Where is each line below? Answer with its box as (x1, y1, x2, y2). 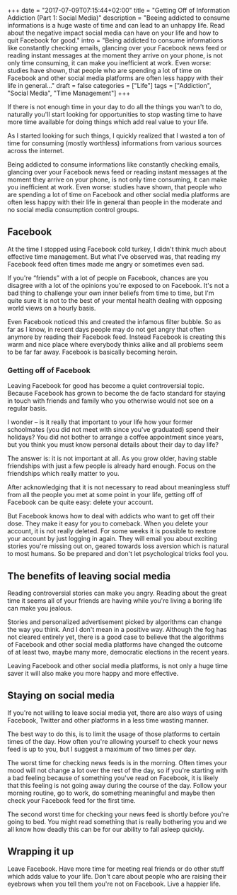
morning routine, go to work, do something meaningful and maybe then (7, 789, 216, 797)
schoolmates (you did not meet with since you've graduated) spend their (7, 426, 219, 434)
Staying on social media (7, 689, 115, 701)
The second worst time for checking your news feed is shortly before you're (7, 810, 229, 818)
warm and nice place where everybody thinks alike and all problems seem (7, 340, 224, 348)
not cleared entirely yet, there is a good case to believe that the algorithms (7, 633, 224, 641)
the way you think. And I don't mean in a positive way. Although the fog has (7, 625, 227, 633)
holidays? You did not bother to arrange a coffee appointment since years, (7, 433, 224, 442)
